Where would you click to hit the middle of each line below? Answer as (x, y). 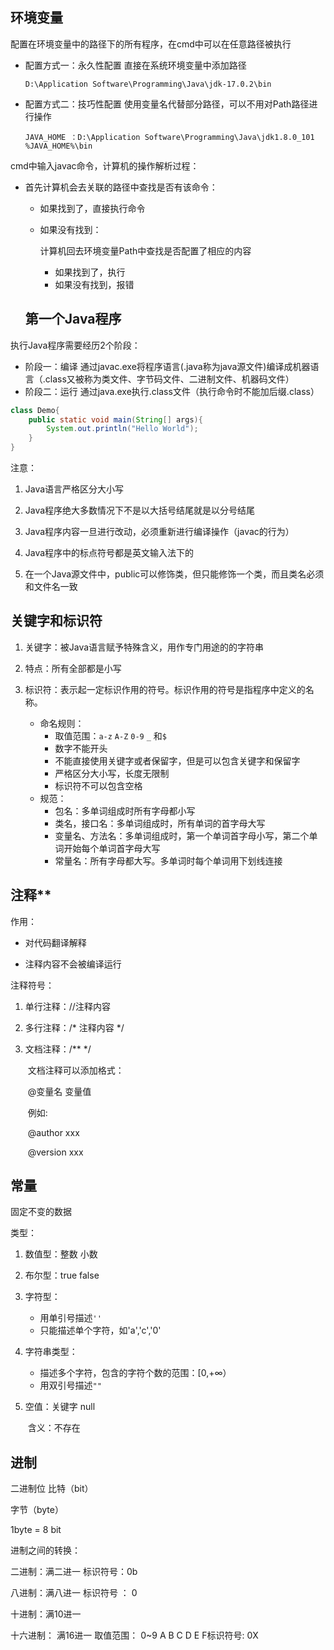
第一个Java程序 (73, 319)
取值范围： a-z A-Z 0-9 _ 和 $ (110, 735)
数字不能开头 (81, 748)
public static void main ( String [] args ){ (115, 419)
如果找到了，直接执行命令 (92, 208)
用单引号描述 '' (70, 1318)
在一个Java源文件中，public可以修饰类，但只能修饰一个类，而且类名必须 (174, 574)
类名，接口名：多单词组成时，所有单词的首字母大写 (160, 823)
